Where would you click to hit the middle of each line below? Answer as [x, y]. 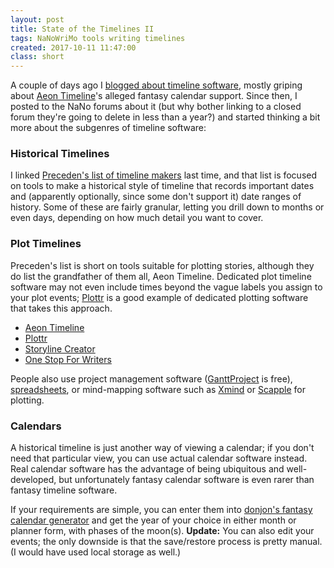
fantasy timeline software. [64, 490]
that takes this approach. [61, 308]
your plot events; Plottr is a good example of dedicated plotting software [159, 297]
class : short [37, 57]
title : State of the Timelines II [82, 29]
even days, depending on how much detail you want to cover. [137, 218]
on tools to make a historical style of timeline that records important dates [162, 186]
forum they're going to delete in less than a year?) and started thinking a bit [165, 117]
